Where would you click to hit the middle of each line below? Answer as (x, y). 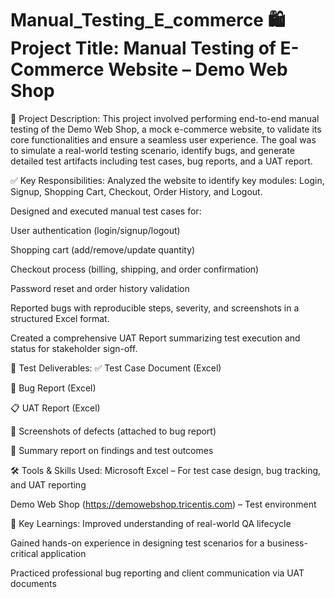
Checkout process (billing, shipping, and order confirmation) (135, 269)
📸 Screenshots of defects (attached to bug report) (113, 431)
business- (287, 543)
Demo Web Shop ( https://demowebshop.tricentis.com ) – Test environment (163, 504)
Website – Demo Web (198, 69)
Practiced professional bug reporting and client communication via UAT (157, 573)
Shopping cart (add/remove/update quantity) (103, 249)
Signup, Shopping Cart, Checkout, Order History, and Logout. (136, 191)
